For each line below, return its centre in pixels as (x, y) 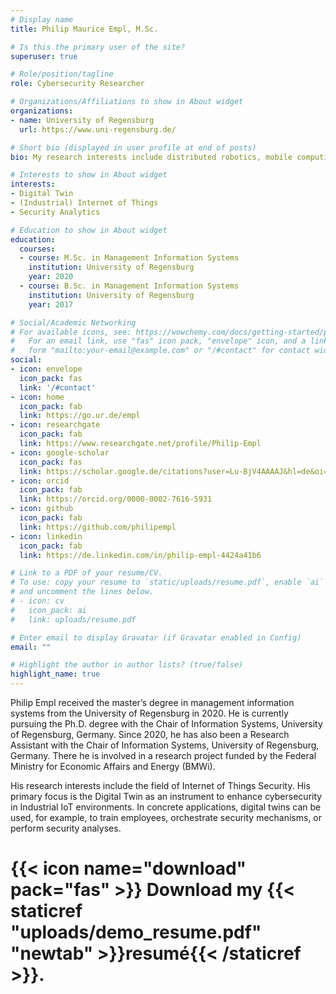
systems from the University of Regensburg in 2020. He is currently (149, 713)
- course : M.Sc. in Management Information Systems (129, 258)
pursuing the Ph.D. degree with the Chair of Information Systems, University (166, 724)
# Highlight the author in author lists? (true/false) (127, 665)
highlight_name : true (55, 674)
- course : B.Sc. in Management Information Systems (129, 286)
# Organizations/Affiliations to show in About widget (127, 102)
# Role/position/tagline (62, 74)
